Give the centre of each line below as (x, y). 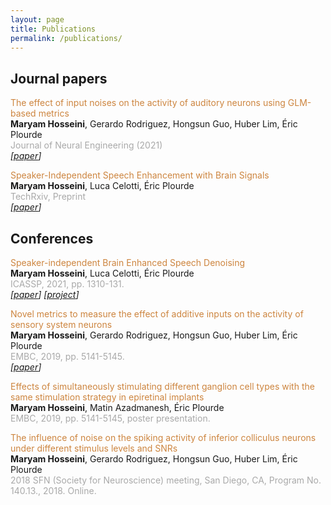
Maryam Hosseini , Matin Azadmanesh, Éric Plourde (117, 407)
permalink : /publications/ (66, 38)
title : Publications (53, 29)
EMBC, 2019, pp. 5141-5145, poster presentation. (110, 418)
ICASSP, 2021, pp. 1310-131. (67, 284)
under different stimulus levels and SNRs (94, 448)
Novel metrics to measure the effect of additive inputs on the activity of (157, 314)
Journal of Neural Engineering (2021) (86, 145)
